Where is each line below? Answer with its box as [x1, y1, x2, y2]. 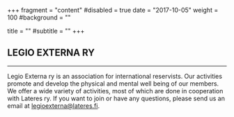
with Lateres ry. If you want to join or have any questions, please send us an [7, 94, 225, 102]
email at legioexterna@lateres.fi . [7, 101, 100, 110]
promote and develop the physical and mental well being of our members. [7, 79, 219, 88]
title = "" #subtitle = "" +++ [7, 27, 85, 35]
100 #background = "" [7, 13, 71, 22]
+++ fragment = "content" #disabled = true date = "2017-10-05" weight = [7, 6, 219, 14]
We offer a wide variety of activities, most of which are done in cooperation [7, 86, 224, 95]
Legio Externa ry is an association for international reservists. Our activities [7, 72, 223, 80]
